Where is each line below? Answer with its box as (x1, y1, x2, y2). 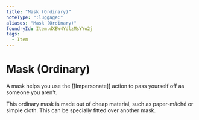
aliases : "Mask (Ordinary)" (6, 20, 77, 26)
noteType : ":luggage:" (6, 14, 63, 20)
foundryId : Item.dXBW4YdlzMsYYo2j (6, 25, 93, 32)
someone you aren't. (6, 88, 58, 96)
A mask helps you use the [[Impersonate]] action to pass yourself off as (6, 82, 185, 89)
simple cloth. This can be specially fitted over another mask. (6, 106, 156, 114)
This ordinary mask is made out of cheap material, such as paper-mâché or (6, 100, 194, 107)
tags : (6, 31, 20, 37)
